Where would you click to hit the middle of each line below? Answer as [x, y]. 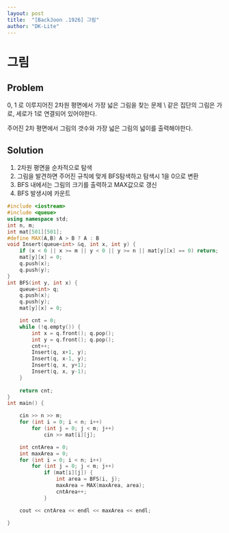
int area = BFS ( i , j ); [88, 479]
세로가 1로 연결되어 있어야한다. [56, 114]
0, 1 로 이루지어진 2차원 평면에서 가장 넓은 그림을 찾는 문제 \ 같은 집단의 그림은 [111, 105]
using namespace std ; [38, 219]
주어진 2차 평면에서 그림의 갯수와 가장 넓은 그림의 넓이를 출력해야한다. [100, 128]
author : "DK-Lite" [33, 26]
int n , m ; [21, 225]
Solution [25, 150]
